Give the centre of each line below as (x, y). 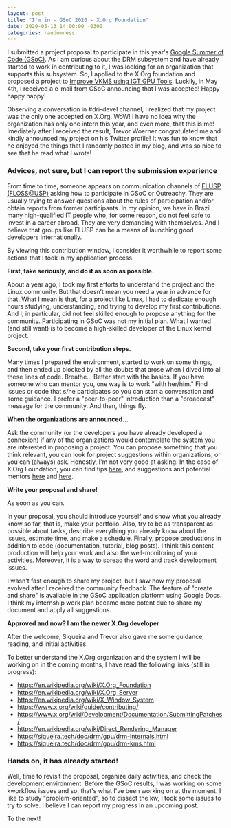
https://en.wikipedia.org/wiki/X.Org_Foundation (84, 685)
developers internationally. (45, 237)
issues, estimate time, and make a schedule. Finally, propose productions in (114, 538)
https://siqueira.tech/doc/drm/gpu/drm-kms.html (86, 743)
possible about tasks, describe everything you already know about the (107, 530)
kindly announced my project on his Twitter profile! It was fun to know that (112, 139)
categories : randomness (41, 33)
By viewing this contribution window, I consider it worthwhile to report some (114, 250)
